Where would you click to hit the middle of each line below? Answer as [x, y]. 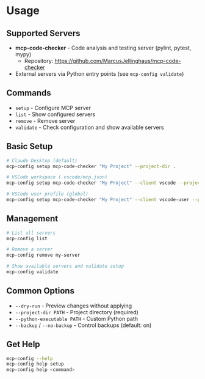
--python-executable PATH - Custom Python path [77, 318]
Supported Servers [43, 33]
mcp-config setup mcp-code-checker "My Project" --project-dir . [91, 166]
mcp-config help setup [35, 364]
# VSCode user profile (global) [47, 194]
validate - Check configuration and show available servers [89, 127]
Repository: [39, 61]
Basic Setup [30, 146]
